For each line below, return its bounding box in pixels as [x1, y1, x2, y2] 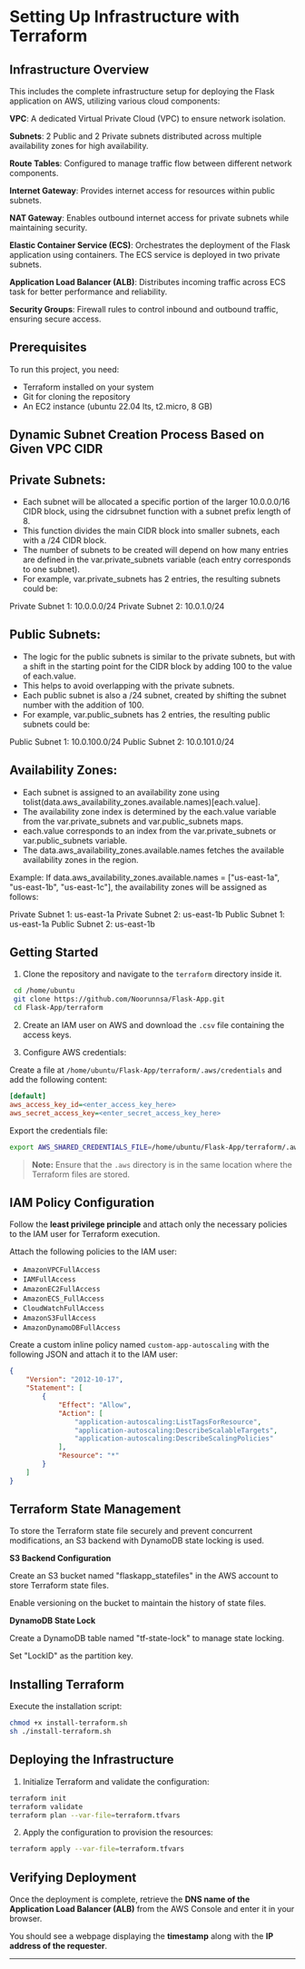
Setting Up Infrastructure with [9, 6, 241, 27]
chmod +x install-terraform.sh [9, 1718, 128, 1727]
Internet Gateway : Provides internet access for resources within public [9, 185, 275, 196]
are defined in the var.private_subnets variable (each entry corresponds [22, 554, 291, 565]
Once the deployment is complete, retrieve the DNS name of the [9, 1894, 251, 1905]
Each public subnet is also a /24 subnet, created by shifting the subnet [22, 689, 287, 700]
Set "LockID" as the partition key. [9, 1650, 133, 1661]
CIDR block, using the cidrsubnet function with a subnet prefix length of [22, 506, 291, 517]
